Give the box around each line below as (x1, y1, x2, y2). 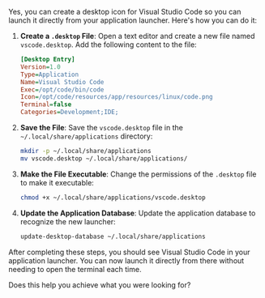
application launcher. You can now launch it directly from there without (8, 255, 245, 266)
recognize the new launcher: (19, 216, 116, 226)
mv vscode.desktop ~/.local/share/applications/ (19, 154, 188, 163)
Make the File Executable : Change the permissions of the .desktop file (19, 169, 257, 179)
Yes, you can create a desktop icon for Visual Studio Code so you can (8, 7, 241, 16)
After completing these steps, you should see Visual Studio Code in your (8, 247, 250, 257)
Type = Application (19, 70, 79, 79)
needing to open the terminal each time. (8, 264, 142, 274)
